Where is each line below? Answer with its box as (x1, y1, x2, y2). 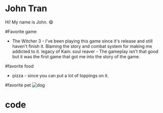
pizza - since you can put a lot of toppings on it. (12, 72, 109, 78)
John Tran (5, 3, 47, 14)
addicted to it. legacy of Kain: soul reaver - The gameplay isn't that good (12, 48, 159, 54)
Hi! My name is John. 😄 (5, 19, 54, 25)
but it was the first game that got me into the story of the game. (12, 53, 140, 59)
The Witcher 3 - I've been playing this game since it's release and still (12, 38, 153, 44)
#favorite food (5, 63, 34, 69)
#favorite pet (5, 82, 31, 88)
